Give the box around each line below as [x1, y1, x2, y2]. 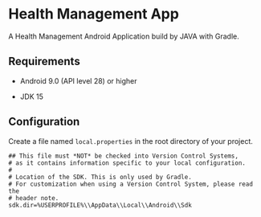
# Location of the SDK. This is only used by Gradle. [8, 173, 193, 181]
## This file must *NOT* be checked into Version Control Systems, [8, 152, 239, 160]
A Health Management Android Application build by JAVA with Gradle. [8, 31, 239, 41]
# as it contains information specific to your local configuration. [8, 158, 247, 167]
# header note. [8, 194, 59, 202]
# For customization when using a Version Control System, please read [8, 180, 253, 188]
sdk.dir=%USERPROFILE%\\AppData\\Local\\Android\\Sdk [8, 201, 193, 209]
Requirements [8, 55, 80, 68]
